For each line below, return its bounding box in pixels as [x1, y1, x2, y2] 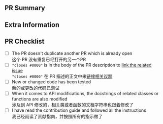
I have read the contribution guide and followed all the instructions [11, 107, 146, 113]
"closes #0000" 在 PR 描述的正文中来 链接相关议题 [11, 73, 113, 79]
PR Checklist [4, 37, 45, 46]
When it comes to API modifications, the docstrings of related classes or [11, 90, 159, 96]
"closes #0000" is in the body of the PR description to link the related [11, 62, 152, 68]
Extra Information [4, 21, 60, 29]
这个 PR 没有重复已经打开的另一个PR [11, 56, 86, 62]
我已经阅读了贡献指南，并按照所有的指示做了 [11, 113, 103, 119]
